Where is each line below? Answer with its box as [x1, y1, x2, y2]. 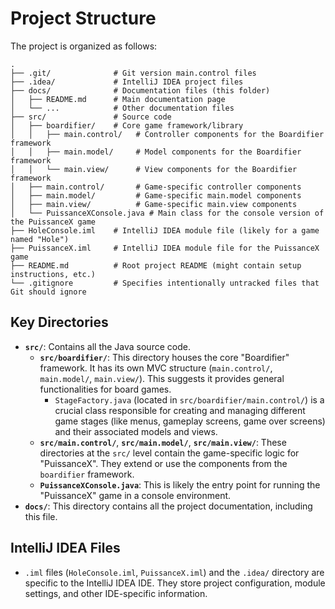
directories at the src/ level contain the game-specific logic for [39, 447, 300, 459]
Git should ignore [10, 287, 87, 297]
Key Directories [10, 314, 109, 331]
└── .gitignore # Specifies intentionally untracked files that [10, 278, 320, 288]
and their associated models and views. [54, 425, 218, 437]
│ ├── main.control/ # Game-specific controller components [10, 182, 302, 192]
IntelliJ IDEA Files [10, 540, 121, 557]
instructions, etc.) [10, 269, 97, 279]
